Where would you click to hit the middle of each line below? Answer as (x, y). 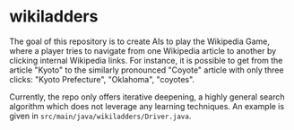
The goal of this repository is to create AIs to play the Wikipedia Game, (140, 41)
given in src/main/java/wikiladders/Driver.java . (100, 116)
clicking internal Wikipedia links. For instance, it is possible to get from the (146, 60)
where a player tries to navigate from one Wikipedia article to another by (143, 50)
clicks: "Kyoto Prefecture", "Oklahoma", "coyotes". (102, 79)
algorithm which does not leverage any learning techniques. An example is (147, 106)
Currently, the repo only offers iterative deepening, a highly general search (147, 97)
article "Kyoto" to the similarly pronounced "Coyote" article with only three (147, 70)
